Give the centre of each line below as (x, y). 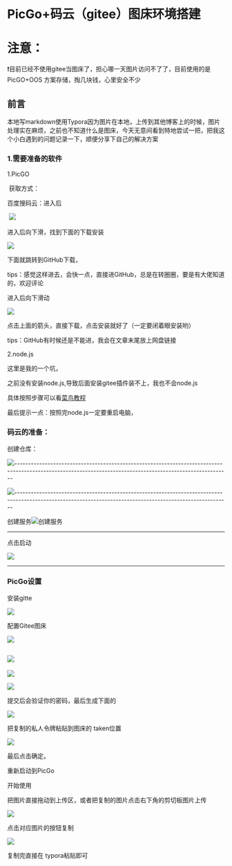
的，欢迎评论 (25, 283)
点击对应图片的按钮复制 (40, 827)
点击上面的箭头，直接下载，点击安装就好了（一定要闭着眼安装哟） (101, 325)
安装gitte (20, 598)
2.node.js (20, 354)
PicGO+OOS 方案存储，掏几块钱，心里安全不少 (74, 80)
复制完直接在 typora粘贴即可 (48, 855)
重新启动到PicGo (31, 770)
